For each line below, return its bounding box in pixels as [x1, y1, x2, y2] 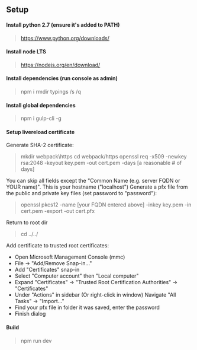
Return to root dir [6, 219, 48, 226]
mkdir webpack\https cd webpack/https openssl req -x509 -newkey [20, 153, 188, 160]
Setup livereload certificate [6, 128, 75, 135]
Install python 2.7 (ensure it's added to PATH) [6, 21, 120, 28]
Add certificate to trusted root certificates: [6, 242, 109, 249]
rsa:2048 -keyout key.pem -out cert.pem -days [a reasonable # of [20, 160, 182, 167]
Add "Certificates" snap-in [14, 266, 80, 273]
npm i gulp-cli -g [20, 115, 62, 122]
